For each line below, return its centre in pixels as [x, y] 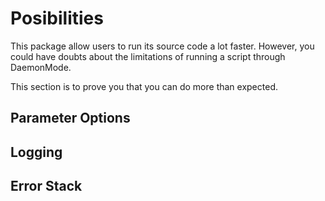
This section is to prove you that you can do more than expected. [144, 86]
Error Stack [46, 186]
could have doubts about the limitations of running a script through [148, 56]
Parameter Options [70, 118]
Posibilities [57, 18]
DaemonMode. [41, 67]
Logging [36, 152]
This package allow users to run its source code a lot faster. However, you [162, 46]
